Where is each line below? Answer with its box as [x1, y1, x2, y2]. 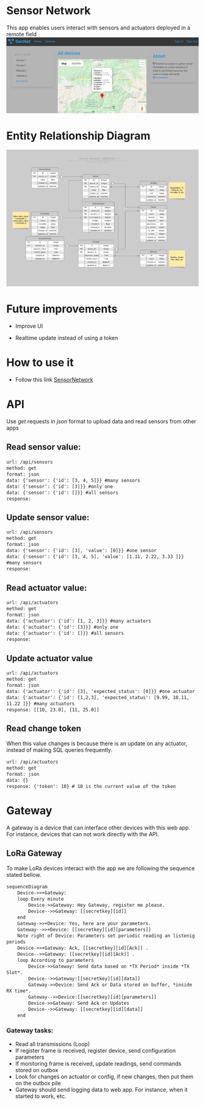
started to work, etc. [15, 1092, 67, 1100]
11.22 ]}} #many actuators [6, 700, 75, 706]
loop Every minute [17, 896, 64, 902]
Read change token [6, 724, 81, 734]
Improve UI [15, 322, 43, 330]
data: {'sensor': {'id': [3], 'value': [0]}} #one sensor [6, 548, 157, 554]
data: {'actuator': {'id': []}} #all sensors [6, 631, 124, 637]
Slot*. [6, 969, 23, 975]
